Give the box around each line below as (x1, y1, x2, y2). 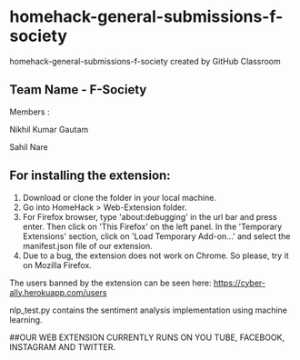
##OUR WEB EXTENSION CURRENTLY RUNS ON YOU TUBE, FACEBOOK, (9, 332, 285, 343)
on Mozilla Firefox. (22, 259, 93, 270)
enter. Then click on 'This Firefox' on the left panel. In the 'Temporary (22, 221, 283, 232)
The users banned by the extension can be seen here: (9, 277, 212, 288)
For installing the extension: (9, 168, 171, 184)
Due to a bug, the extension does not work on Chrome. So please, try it (22, 250, 289, 261)
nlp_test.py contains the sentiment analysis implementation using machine (9, 305, 288, 315)
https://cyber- (213, 277, 266, 288)
